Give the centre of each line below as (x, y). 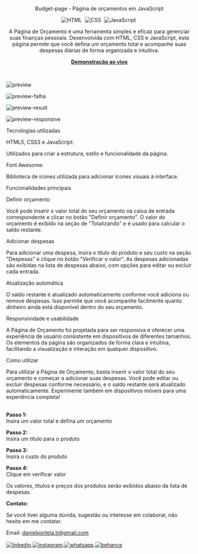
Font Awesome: (25, 165)
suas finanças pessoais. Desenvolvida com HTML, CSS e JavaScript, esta (99, 38)
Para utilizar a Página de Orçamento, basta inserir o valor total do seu (91, 372)
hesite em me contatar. (34, 521)
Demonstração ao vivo (99, 62)
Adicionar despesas (30, 241)
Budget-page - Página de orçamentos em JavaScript (99, 9)
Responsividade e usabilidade (43, 318)
